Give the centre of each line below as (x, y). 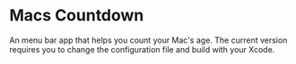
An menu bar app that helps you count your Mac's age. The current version (148, 40)
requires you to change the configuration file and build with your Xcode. (142, 49)
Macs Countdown (77, 16)
